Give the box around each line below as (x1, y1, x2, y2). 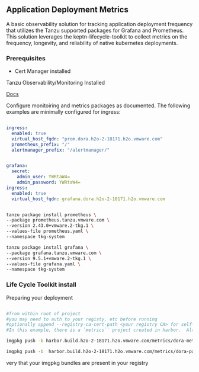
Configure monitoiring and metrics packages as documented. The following (6, 102, 191, 109)
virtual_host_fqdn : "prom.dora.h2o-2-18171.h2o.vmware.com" (11, 136, 163, 142)
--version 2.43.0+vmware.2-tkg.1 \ (6, 223, 94, 229)
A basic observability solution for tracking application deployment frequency (6, 20, 193, 27)
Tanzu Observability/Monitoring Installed (6, 79, 105, 86)
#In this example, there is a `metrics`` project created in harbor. (6, 327, 182, 333)
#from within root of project (6, 310, 81, 316)
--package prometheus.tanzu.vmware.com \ (6, 217, 110, 223)
